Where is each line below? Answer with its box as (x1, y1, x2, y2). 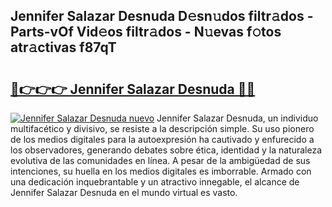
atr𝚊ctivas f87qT (10, 39, 117, 56)
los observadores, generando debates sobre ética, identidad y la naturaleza (10, 144, 322, 156)
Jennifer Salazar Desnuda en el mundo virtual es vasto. (10, 187, 238, 198)
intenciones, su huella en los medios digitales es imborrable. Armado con (10, 165, 312, 177)
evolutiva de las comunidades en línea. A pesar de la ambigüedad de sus (10, 155, 311, 166)
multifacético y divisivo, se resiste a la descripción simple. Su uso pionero (10, 123, 315, 134)
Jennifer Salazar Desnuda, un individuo (156, 112, 319, 124)
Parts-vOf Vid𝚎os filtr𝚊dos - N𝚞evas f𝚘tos (10, 24, 282, 41)
